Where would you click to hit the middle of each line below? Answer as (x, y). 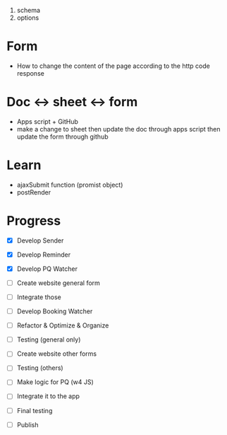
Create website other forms (56, 354)
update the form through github (62, 137)
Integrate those (39, 297)
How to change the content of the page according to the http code (114, 66)
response (31, 73)
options (28, 18)
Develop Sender (40, 240)
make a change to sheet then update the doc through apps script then (118, 129)
